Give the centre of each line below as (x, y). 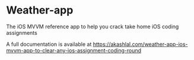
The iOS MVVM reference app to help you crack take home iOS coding (93, 26)
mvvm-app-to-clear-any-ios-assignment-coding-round (74, 50)
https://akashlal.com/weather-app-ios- (140, 44)
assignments (22, 32)
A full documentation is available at (49, 44)
